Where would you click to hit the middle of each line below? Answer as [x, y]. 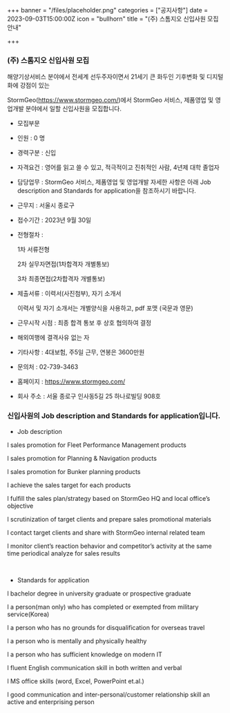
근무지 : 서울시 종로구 [46, 205]
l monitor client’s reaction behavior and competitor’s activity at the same [109, 546]
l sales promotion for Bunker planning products [74, 471]
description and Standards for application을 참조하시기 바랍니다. [107, 191]
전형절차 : [30, 235]
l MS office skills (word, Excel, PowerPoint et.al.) [76, 681]
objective [20, 506]
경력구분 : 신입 [37, 153]
